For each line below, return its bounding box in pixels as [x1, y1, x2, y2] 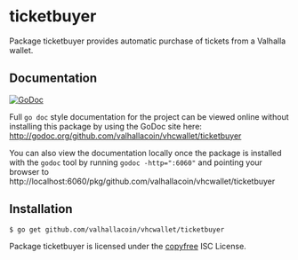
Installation [9, 201, 73, 217]
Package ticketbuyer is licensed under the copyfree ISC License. [9, 241, 246, 252]
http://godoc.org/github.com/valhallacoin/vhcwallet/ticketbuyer [9, 130, 242, 141]
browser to [9, 166, 49, 177]
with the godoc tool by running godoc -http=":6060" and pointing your [9, 157, 262, 168]
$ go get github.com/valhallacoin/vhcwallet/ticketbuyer [9, 225, 225, 234]
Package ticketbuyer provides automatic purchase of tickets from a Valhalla [9, 35, 286, 46]
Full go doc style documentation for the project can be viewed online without [9, 111, 289, 122]
